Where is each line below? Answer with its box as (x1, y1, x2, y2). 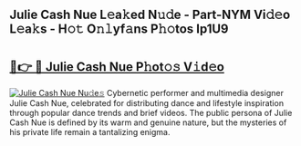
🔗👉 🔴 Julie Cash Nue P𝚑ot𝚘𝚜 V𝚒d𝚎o (9, 59, 225, 74)
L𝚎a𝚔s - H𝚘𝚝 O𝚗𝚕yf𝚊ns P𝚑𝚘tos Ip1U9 (9, 22, 229, 37)
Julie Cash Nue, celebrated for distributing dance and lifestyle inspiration (9, 98, 285, 108)
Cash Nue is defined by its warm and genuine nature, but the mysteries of (9, 117, 287, 128)
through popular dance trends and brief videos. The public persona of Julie (9, 108, 293, 118)
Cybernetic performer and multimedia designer (106, 88, 285, 98)
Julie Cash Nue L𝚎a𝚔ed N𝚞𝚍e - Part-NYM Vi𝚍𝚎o (9, 7, 291, 23)
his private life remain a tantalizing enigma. (9, 127, 171, 137)
